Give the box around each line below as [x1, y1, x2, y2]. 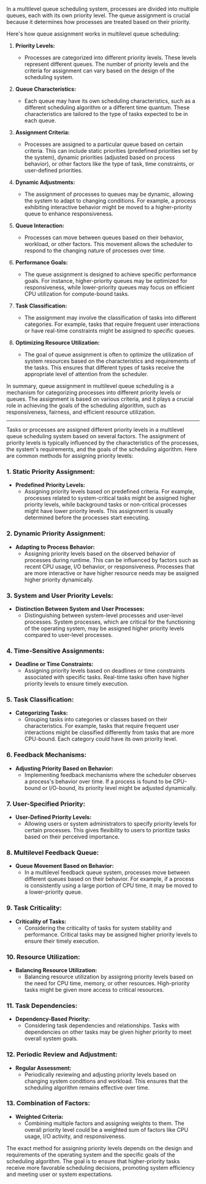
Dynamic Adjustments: [15, 179, 75, 186]
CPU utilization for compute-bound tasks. [24, 290, 130, 297]
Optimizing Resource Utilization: [15, 339, 100, 346]
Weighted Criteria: [15, 1113, 64, 1120]
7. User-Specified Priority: [6, 799, 86, 808]
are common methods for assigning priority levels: [6, 452, 134, 459]
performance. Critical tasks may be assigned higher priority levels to [24, 931, 197, 938]
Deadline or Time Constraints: [15, 660, 94, 668]
